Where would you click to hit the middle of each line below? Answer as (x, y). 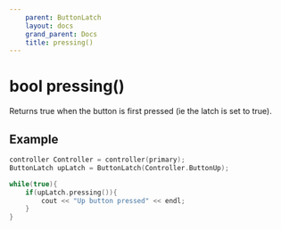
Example (34, 139)
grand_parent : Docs (62, 34)
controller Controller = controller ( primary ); (97, 160)
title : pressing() (59, 42)
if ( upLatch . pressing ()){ (71, 193)
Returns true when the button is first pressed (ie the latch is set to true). (140, 111)
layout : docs (50, 26)
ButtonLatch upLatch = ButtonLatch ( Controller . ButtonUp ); (119, 168)
